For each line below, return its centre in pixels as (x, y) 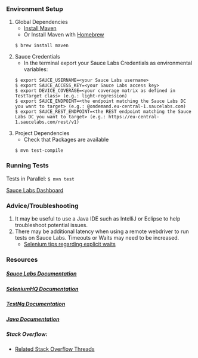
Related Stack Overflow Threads (55, 349)
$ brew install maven (41, 46)
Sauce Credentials (38, 57)
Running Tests (27, 166)
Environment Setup (35, 9)
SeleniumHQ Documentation (42, 289)
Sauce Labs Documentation (41, 274)
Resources (22, 259)
